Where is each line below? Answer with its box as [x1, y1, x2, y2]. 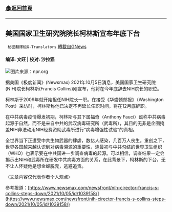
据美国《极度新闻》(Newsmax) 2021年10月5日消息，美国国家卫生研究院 [5, 79, 156, 85]
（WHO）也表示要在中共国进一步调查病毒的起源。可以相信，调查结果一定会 [5, 150, 165, 156]
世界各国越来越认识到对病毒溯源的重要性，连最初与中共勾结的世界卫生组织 [5, 144, 162, 150]
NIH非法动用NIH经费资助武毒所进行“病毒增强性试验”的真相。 [9, 127, 137, 133]
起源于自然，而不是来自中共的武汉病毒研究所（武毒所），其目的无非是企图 [5, 120, 160, 126]
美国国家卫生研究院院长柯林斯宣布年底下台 [5, 29, 140, 38]
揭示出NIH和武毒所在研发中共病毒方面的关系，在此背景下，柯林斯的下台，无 [5, 157, 166, 163]
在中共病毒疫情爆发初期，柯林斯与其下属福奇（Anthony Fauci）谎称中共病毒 [5, 114, 166, 120]
